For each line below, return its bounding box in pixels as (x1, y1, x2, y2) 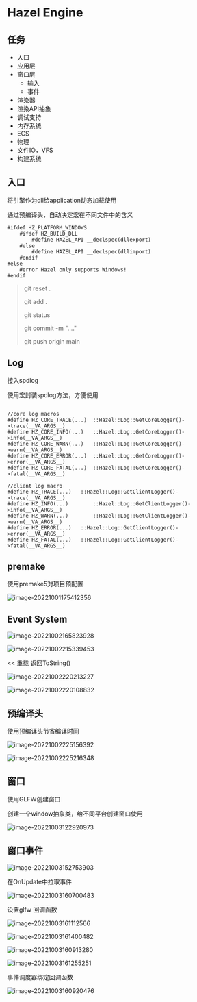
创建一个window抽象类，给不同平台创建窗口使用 (7, 810, 144, 818)
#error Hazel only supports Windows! (19, 266, 127, 273)
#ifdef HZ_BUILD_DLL (19, 230, 78, 237)
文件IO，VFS (16, 146, 53, 154)
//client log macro (7, 482, 63, 489)
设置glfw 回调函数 (7, 905, 57, 914)
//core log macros (7, 410, 60, 417)
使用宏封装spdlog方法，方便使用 (7, 390, 98, 399)
